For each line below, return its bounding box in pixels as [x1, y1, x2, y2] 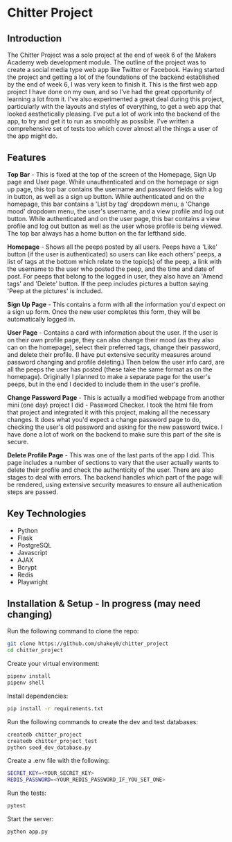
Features [7, 152, 46, 164]
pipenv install [7, 673, 51, 680]
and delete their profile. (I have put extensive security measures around [7, 350, 211, 358]
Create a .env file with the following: [7, 757, 110, 765]
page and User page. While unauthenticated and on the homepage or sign [7, 177, 220, 186]
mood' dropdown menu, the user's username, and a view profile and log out [7, 207, 224, 216]
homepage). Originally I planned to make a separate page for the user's [7, 372, 211, 380]
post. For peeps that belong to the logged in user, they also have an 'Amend [7, 272, 223, 280]
